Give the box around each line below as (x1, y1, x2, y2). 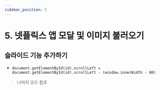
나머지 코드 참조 (16, 79, 47, 85)
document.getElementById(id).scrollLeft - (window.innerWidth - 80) (11, 70, 156, 75)
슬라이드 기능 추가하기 (4, 51, 68, 60)
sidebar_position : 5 (4, 7, 47, 12)
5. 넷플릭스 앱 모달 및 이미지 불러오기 (4, 30, 144, 41)
